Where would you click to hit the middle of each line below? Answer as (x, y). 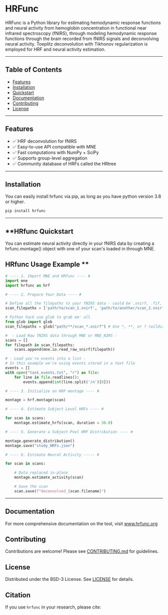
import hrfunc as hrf (28, 285)
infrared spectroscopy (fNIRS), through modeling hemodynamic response (81, 33)
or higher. (15, 202)
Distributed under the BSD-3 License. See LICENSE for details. (69, 579)
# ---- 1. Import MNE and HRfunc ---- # (48, 276)
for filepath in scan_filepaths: (40, 345)
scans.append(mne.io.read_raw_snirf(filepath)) (64, 350)
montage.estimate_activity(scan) (49, 478)
